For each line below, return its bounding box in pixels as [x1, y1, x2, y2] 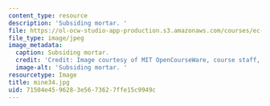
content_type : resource [8, 11, 88, 20]
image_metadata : [8, 41, 63, 49]
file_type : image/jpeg [8, 33, 84, 42]
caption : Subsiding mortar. [15, 49, 110, 57]
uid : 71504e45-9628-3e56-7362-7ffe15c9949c [8, 85, 157, 94]
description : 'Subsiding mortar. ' [8, 19, 128, 27]
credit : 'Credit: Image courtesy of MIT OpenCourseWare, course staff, [15, 57, 261, 65]
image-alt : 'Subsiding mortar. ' [15, 64, 128, 72]
